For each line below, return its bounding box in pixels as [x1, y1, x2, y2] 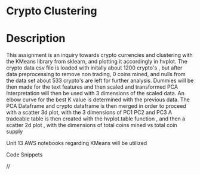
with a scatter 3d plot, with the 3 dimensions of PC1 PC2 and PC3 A [6, 109, 172, 116]
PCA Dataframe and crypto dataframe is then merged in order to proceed [6, 102, 186, 110]
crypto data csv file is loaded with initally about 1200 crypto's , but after [6, 64, 183, 71]
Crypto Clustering [6, 4, 97, 18]
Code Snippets [6, 151, 43, 158]
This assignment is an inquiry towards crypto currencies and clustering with [6, 52, 193, 59]
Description [6, 32, 66, 46]
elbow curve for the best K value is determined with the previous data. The [6, 96, 190, 103]
